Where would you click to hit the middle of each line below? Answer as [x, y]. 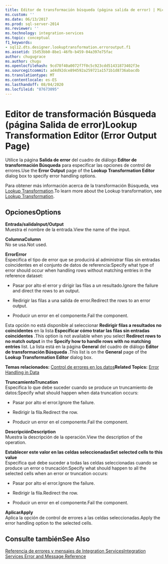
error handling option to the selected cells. [49, 523]
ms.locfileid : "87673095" [32, 89]
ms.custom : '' [20, 15]
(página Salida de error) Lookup [71, 125]
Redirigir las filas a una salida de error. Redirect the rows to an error [81, 301]
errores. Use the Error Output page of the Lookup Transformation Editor [80, 171]
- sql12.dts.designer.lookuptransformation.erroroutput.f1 [68, 47]
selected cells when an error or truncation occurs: [57, 474]
